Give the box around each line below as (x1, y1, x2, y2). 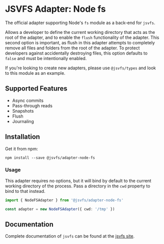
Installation (5, 133, 40, 141)
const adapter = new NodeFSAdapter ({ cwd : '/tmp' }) (5, 207, 115, 212)
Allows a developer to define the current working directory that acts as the (5, 29, 155, 35)
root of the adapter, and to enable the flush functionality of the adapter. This (5, 34, 160, 40)
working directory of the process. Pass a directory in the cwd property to (5, 183, 150, 189)
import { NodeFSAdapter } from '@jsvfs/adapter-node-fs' (5, 198, 124, 203)
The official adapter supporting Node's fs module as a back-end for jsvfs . (5, 20, 156, 26)
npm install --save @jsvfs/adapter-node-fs (5, 155, 95, 160)
